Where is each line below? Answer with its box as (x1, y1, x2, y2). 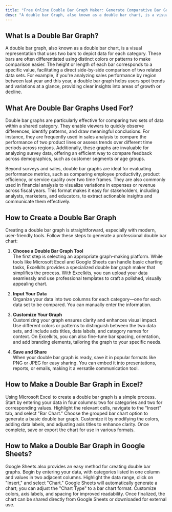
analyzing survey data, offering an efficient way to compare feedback (5, 150, 152, 156)
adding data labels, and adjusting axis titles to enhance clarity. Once (5, 421, 149, 427)
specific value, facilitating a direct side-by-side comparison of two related (5, 67, 161, 73)
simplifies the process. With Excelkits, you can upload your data (12, 270, 148, 276)
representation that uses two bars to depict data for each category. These (5, 50, 161, 57)
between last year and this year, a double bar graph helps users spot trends (5, 78, 165, 84)
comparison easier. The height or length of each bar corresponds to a (5, 61, 153, 67)
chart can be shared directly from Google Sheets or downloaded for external (5, 496, 167, 502)
